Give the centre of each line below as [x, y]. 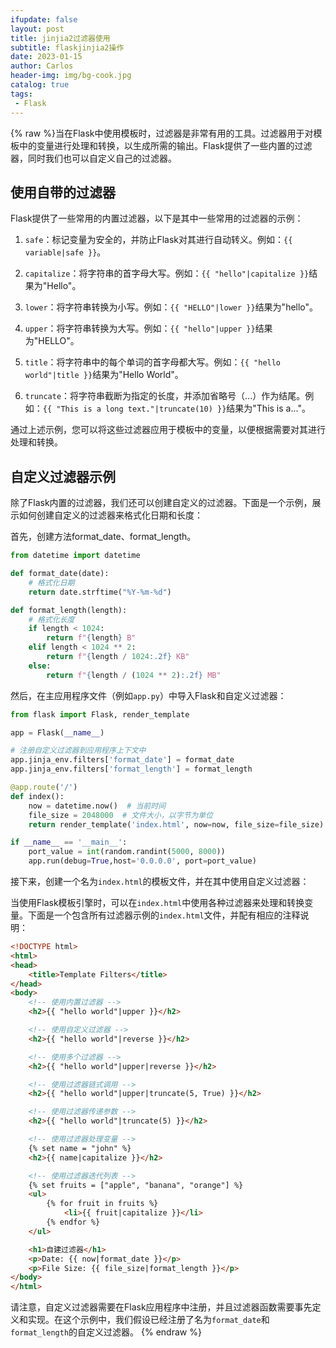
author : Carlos [42, 66]
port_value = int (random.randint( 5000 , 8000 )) [127, 852]
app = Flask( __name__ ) [57, 732]
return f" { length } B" [91, 638]
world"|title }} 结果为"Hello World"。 [104, 375]
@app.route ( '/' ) [44, 787]
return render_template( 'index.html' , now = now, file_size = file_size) [176, 824]
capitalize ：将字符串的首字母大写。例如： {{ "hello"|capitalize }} [167, 273]
